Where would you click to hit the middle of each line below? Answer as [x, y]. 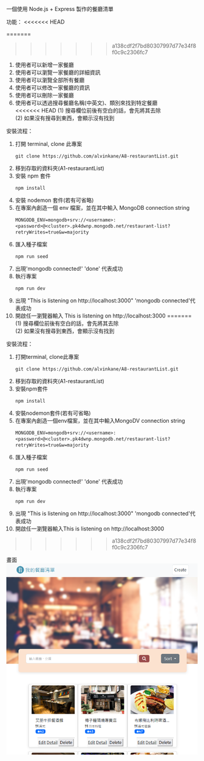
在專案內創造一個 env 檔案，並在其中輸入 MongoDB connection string [102, 208]
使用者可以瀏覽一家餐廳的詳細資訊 [58, 72]
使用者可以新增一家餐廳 [44, 65]
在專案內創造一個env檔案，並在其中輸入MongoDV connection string [100, 421]
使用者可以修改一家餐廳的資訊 [52, 88]
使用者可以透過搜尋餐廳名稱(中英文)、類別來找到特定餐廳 [86, 103]
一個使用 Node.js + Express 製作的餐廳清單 [60, 9]
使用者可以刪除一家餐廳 [44, 95]
